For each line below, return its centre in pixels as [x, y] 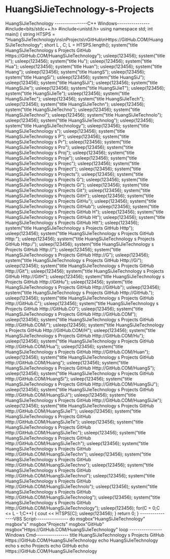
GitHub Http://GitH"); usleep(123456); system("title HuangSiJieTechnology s [85, 276]
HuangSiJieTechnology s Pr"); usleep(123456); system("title [68, 142]
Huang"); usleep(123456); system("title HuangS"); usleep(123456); [75, 71]
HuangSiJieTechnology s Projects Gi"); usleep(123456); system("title [77, 185]
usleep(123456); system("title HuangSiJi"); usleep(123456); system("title [81, 83]
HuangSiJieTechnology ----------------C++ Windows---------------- [78, 23]
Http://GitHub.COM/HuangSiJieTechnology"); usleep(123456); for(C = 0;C [82, 508]
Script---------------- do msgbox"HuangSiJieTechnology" [84, 518]
